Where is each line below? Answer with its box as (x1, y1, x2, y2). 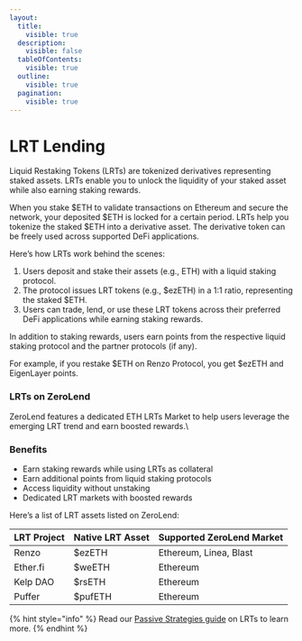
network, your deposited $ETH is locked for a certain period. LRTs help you (9, 212, 289, 223)
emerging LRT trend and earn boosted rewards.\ (9, 420, 189, 431)
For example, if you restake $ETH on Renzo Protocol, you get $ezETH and (9, 358, 284, 370)
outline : (17, 72, 50, 81)
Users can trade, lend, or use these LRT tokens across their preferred (22, 304, 281, 316)
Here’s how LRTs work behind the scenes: (9, 249, 165, 260)
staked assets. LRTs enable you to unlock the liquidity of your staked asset (9, 175, 287, 186)
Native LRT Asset (73, 531, 151, 544)
